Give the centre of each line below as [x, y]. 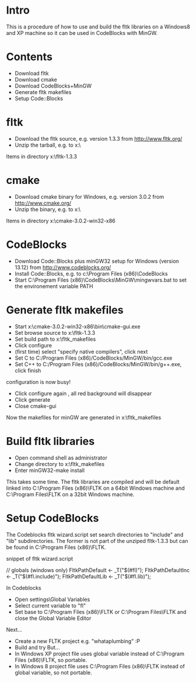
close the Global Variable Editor [53, 618]
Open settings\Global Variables [52, 599]
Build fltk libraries [50, 441]
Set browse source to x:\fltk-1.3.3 [55, 332]
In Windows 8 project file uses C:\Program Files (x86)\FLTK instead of [99, 666]
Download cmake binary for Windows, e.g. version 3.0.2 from [89, 196]
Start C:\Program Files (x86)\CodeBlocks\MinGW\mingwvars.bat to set [101, 280]
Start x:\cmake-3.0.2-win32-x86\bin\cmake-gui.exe [77, 327]
